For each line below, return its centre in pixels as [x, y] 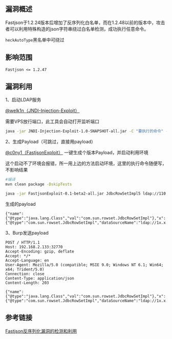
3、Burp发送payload [27, 232]
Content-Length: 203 [27, 283]
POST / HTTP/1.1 [23, 242]
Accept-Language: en [27, 260]
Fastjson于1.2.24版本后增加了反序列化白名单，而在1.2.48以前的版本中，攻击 [85, 23]
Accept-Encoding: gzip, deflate [40, 251]
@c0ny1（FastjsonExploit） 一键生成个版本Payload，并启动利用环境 [77, 153]
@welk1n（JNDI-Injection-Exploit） [42, 111]
